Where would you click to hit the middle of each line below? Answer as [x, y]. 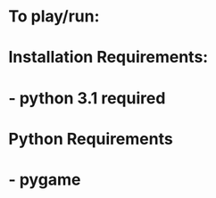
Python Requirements [91, 139]
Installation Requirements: [108, 58]
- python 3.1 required [87, 98]
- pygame [45, 179]
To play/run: [54, 16]
